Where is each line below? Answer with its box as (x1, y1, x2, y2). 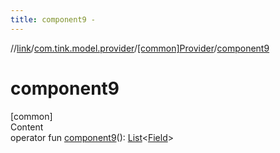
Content (10, 121, 44, 133)
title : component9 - (10, 14, 97, 25)
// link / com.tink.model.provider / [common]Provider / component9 (10, 42, 270, 54)
